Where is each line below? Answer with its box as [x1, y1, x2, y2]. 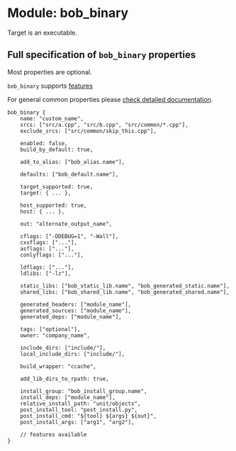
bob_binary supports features [7, 81, 94, 90]
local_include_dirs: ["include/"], [20, 350, 125, 358]
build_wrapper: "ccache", [20, 362, 97, 370]
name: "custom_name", [20, 115, 84, 122]
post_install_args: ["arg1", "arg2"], [20, 418, 135, 426]
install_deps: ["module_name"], [20, 394, 116, 401]
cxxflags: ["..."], [20, 239, 78, 246]
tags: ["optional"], [20, 326, 81, 333]
